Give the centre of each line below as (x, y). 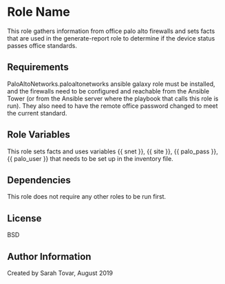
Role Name (39, 12)
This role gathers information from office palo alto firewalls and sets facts (111, 31)
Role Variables (39, 135)
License (24, 218)
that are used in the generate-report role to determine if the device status (111, 38)
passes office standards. (42, 45)
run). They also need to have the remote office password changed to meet (112, 106)
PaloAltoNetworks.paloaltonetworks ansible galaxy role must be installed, (111, 84)
